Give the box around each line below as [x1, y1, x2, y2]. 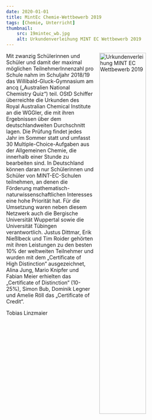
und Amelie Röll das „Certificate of [6, 291, 90, 299]
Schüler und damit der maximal [6, 59, 82, 66]
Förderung [6, 185, 32, 191]
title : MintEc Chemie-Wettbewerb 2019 [6, 14, 102, 20]
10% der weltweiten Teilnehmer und [6, 248, 93, 255]
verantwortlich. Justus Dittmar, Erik [6, 229, 92, 236]
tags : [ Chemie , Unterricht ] [6, 20, 76, 25]
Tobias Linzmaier [6, 309, 48, 316]
